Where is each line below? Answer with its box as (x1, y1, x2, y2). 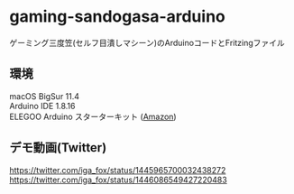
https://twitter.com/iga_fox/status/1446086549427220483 (9, 174, 227, 185)
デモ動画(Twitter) (9, 140, 107, 155)
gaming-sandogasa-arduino (9, 6, 225, 27)
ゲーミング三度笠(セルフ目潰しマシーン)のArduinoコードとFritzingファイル (9, 37, 286, 48)
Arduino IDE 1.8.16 (9, 100, 76, 111)
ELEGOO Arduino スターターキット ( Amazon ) (9, 111, 178, 122)
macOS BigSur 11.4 (9, 90, 79, 101)
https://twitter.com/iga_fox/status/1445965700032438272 (9, 164, 226, 175)
